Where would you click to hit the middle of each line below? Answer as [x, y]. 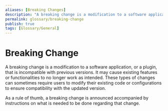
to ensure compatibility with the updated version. [56, 88]
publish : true [20, 24]
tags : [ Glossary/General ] [32, 28]
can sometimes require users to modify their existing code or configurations [83, 83]
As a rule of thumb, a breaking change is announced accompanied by [77, 98]
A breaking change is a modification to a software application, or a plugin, [81, 67]
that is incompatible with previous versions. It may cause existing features [81, 72]
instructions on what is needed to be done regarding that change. [73, 103]
